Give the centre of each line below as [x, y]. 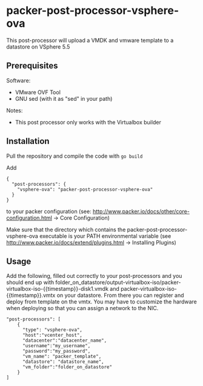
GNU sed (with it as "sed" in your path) [64, 98]
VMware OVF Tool [38, 92]
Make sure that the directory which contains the [66, 229]
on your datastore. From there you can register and [120, 296]
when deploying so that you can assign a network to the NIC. [82, 308]
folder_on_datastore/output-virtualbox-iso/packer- [118, 282]
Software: [18, 80]
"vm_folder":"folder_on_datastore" [67, 367]
